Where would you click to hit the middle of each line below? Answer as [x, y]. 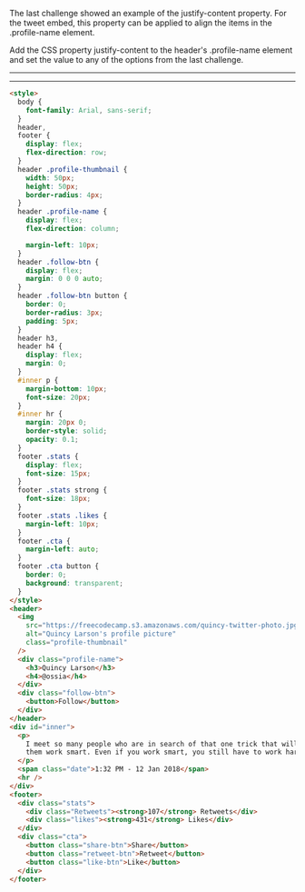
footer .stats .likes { [62, 516]
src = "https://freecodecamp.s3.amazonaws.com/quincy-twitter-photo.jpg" [164, 626]
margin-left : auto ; [63, 549]
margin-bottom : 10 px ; [66, 389]
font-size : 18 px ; [59, 499]
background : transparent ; [75, 583]
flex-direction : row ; [66, 153]
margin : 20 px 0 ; [57, 423]
